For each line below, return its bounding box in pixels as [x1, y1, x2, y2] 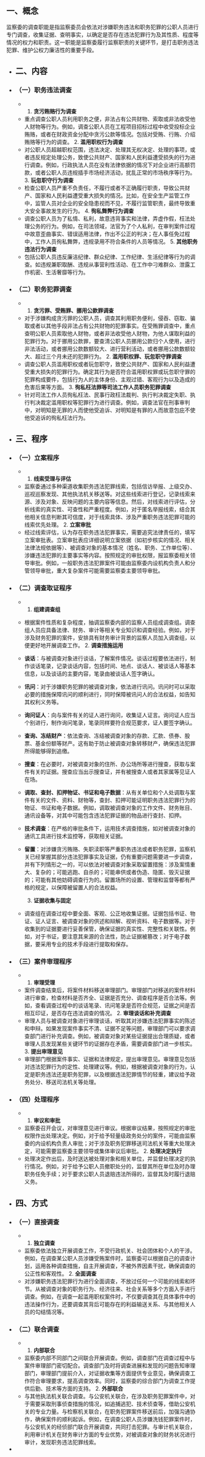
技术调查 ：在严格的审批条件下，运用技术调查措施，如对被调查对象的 [24, 824, 196, 832]
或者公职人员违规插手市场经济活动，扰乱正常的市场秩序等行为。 [35, 169, 196, 176]
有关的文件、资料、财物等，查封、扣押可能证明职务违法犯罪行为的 [29, 796, 196, 804]
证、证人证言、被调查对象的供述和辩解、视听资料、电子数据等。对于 [24, 917, 196, 924]
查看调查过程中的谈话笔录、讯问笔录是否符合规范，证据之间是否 [35, 1002, 196, 1010]
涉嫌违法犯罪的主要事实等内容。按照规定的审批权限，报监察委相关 [24, 552, 190, 559]
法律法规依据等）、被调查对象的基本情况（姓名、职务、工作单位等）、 [24, 544, 196, 552]
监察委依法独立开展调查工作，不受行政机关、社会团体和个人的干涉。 [24, 1247, 196, 1255]
